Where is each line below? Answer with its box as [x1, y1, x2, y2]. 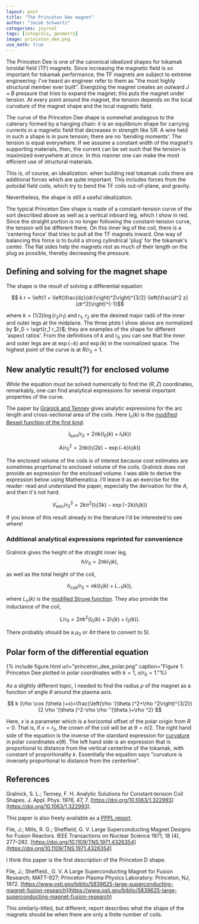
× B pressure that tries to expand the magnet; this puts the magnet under [6, 90, 185, 97]
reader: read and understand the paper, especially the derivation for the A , [6, 482, 188, 489]
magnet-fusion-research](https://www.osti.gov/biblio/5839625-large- [6, 887, 177, 894]
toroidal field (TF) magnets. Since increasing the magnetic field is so [6, 64, 173, 71]
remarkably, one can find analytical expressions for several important [6, 387, 176, 394]
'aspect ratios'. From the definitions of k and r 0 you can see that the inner [6, 332, 185, 340]
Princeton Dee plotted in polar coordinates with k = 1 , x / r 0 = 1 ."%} [6, 669, 168, 677]
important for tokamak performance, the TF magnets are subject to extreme [6, 71, 192, 78]
